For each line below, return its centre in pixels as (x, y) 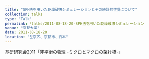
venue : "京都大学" (23, 28)
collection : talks (24, 14)
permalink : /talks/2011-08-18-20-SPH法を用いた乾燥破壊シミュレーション (75, 23)
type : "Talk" (18, 19)
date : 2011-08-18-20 (26, 32)
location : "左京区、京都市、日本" (37, 37)
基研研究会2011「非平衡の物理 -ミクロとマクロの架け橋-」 (64, 52)
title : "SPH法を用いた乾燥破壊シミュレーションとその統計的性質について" (71, 10)
